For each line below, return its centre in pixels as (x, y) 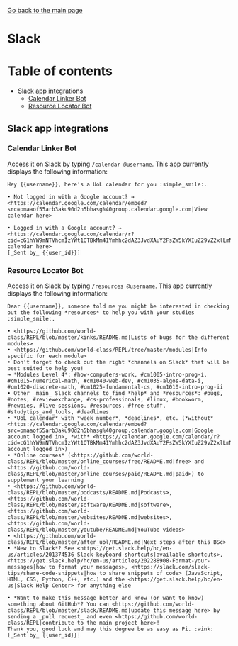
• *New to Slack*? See (41, 549)
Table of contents (60, 71)
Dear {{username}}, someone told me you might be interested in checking (119, 307)
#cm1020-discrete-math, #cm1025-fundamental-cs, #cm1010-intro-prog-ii (115, 387)
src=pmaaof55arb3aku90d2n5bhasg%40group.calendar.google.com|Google (110, 431)
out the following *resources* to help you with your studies (101, 313)
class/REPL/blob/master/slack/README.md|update (79, 611)
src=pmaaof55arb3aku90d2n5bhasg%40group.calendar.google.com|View (107, 209)
